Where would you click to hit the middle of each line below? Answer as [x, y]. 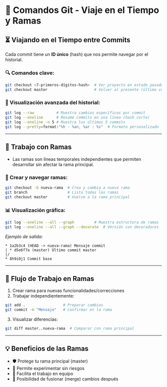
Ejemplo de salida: [24, 236]
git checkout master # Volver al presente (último [81, 90]
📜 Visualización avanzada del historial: [53, 102]
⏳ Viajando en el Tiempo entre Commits [68, 40]
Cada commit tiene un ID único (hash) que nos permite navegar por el [77, 54]
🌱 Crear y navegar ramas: [37, 177]
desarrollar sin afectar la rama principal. [53, 164]
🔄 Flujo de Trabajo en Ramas [50, 279]
